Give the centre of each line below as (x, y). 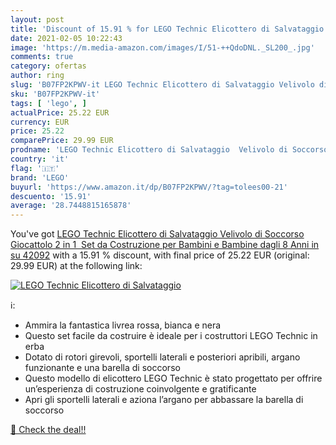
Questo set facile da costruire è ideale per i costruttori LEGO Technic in (171, 336)
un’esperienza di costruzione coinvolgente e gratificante (140, 389)
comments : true (42, 57)
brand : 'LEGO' (40, 177)
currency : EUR (40, 122)
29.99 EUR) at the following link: (76, 266)
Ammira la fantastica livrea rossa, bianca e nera (123, 325)
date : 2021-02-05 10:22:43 (66, 38)
